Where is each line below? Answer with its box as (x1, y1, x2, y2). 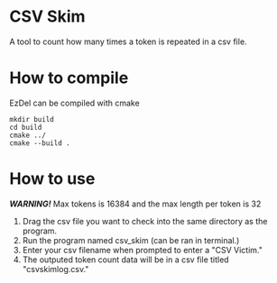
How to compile (9, 68, 129, 88)
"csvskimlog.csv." (22, 263, 89, 274)
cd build (9, 123, 42, 132)
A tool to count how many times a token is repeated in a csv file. (9, 36, 247, 47)
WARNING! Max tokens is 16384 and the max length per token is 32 (9, 198, 262, 209)
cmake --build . (9, 138, 70, 148)
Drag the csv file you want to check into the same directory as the (22, 215, 268, 226)
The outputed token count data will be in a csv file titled (22, 254, 229, 265)
